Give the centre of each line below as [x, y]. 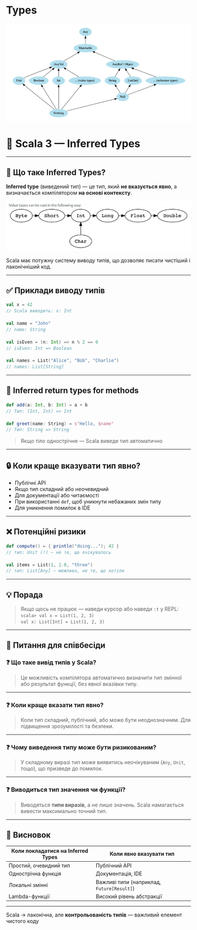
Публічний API [114, 866]
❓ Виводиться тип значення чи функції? [66, 790]
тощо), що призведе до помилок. [62, 769]
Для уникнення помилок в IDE [52, 508]
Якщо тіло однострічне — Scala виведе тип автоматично [91, 441]
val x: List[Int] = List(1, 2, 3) [62, 622]
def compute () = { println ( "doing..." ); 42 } [63, 546]
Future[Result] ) [115, 888]
